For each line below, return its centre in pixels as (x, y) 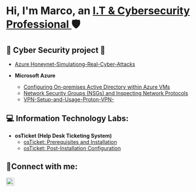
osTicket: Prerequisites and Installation (70, 142)
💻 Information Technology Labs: (67, 119)
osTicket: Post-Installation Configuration (72, 148)
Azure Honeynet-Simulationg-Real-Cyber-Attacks (75, 64)
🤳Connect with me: (42, 166)
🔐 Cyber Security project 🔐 (56, 50)
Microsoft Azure (35, 75)
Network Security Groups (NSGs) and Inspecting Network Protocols (106, 93)
